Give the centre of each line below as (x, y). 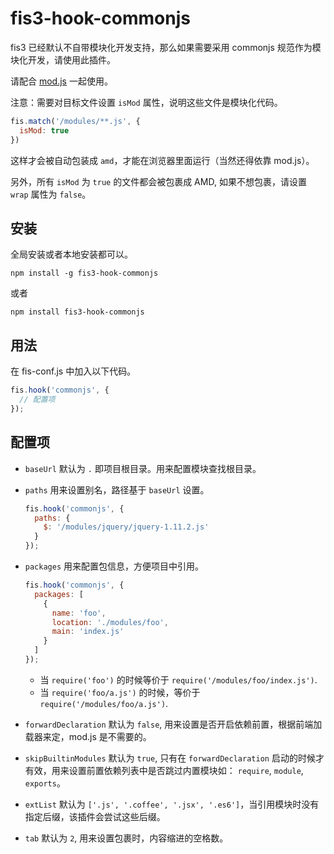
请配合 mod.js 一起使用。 (61, 81)
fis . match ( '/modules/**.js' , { (75, 121)
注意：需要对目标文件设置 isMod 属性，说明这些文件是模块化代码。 (146, 102)
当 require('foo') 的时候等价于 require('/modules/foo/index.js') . (178, 679)
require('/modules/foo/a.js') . (104, 703)
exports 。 (45, 783)
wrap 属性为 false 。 (51, 194)
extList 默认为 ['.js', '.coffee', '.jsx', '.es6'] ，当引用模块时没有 (172, 804)
